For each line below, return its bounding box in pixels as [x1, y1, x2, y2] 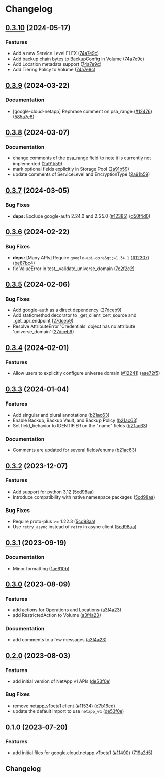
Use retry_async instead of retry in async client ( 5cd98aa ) [12, 523, 137, 530]
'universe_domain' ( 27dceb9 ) [12, 329, 74, 335]
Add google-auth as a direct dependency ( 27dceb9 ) [12, 307, 122, 313]
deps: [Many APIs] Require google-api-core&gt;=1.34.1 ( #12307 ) [12, 254, 150, 260]
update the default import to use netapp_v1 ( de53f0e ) [12, 708, 124, 714]
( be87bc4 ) [12, 260, 35, 266]
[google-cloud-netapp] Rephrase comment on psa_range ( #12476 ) [12, 108, 152, 114]
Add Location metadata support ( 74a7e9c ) [12, 61, 102, 67]
